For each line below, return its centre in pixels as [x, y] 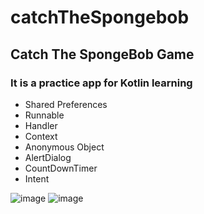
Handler [41, 125]
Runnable [44, 115]
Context [41, 136]
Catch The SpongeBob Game [102, 54]
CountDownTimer [61, 168]
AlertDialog [48, 157]
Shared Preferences [66, 104]
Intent [37, 178]
